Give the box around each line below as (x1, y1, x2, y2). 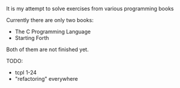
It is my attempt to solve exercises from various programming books (6, 5, 174, 12)
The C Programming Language (14, 28, 91, 35)
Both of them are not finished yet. (6, 46, 89, 53)
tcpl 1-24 (14, 69, 37, 76)
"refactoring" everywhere (14, 76, 78, 82)
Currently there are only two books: (6, 17, 94, 23)
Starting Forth (14, 34, 49, 41)
